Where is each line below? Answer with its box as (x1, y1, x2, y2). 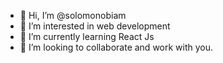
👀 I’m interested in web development (19, 20, 171, 32)
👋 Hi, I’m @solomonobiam (19, 10, 127, 21)
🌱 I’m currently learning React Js (19, 31, 155, 42)
